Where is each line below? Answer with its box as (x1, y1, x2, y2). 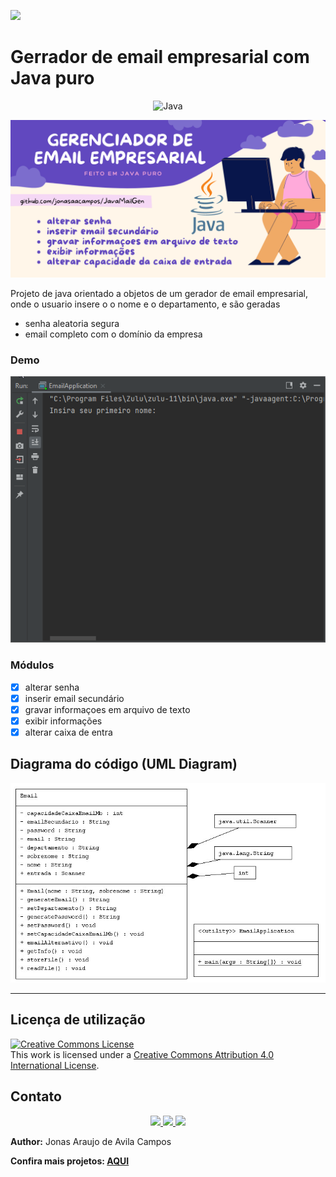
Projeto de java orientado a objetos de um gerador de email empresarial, (10, 287, 308, 299)
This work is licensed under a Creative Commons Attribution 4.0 (10, 1048, 275, 1060)
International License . (10, 1059, 100, 1071)
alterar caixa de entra (24, 726, 113, 739)
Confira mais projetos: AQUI (10, 1155, 130, 1167)
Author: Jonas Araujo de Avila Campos (10, 1135, 172, 1147)
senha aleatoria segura (24, 317, 120, 329)
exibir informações (24, 715, 103, 727)
